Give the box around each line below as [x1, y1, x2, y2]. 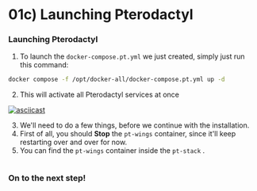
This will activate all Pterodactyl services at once [19, 90, 180, 100]
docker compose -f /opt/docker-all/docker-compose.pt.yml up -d [8, 75, 225, 84]
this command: [19, 60, 69, 70]
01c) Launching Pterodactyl [8, 6, 194, 24]
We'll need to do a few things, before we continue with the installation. [19, 120, 250, 130]
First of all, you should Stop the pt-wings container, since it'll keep [19, 129, 236, 139]
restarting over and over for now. [19, 137, 128, 147]
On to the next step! [8, 173, 86, 184]
